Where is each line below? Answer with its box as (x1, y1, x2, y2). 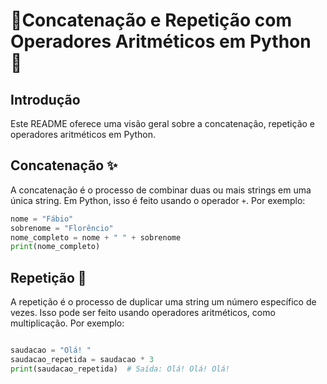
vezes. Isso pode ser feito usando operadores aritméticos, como (10, 307, 276, 319)
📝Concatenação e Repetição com (10, 9, 293, 32)
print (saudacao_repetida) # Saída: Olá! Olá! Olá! (10, 364, 230, 374)
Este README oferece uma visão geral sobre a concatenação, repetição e (10, 118, 315, 129)
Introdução (10, 91, 81, 108)
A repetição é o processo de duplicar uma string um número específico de (10, 296, 317, 308)
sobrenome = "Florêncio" (10, 223, 114, 233)
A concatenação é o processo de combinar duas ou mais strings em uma (10, 184, 312, 196)
